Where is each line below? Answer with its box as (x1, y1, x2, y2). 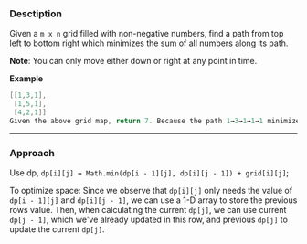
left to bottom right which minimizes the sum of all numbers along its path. (9, 37, 289, 48)
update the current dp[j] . (9, 224, 105, 235)
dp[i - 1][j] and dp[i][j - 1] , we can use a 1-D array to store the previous (9, 195, 298, 206)
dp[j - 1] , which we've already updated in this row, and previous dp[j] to (9, 214, 288, 226)
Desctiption (9, 7, 62, 20)
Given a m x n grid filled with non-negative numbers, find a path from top (9, 28, 284, 39)
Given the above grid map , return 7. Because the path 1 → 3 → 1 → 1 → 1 (9, 116, 264, 125)
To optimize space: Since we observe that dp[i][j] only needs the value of (9, 186, 293, 196)
